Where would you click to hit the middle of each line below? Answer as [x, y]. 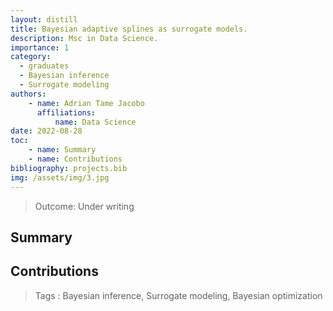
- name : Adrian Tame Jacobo [86, 103]
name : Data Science [95, 122]
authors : [28, 94]
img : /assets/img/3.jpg [60, 177]
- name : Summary [62, 150]
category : [31, 57]
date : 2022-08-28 [46, 131]
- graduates [44, 66]
